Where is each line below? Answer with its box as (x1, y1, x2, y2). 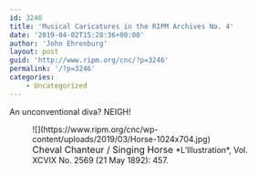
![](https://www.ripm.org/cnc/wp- (32, 124, 159, 135)
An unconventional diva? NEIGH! (9, 106, 132, 117)
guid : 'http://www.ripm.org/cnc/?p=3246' (9, 56, 170, 65)
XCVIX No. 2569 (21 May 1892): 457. (32, 154, 169, 165)
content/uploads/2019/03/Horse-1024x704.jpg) (32, 133, 211, 144)
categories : (9, 73, 55, 82)
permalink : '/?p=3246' (9, 65, 96, 74)
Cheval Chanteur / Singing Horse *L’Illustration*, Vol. (32, 143, 248, 156)
